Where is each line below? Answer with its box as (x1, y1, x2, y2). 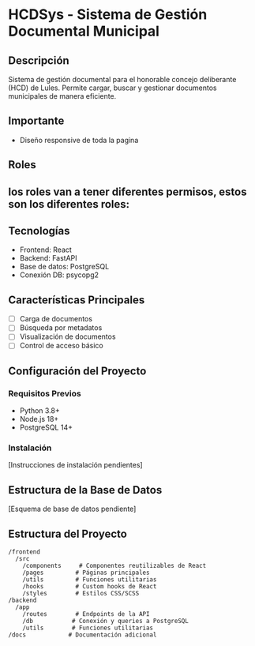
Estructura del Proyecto (8, 527, 128, 540)
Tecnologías (8, 223, 70, 238)
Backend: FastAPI (19, 254, 77, 263)
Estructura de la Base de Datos (8, 483, 163, 497)
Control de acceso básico (19, 341, 104, 351)
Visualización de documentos (19, 332, 116, 341)
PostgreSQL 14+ (19, 423, 73, 432)
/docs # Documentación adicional (8, 631, 157, 639)
